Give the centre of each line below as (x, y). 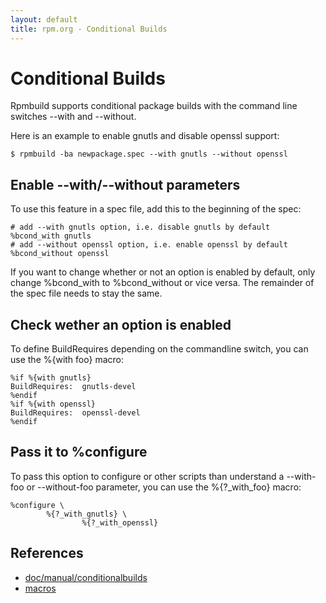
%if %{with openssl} (53, 404)
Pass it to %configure (79, 452)
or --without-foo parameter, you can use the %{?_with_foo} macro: (164, 487)
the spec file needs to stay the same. (86, 293)
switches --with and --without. (73, 117)
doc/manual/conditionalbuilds (86, 577)
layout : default (44, 19)
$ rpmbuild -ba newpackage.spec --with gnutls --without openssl (149, 154)
